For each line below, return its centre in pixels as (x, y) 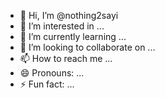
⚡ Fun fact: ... (47, 84)
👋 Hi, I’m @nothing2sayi (69, 15)
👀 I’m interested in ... (62, 26)
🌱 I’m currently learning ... (73, 36)
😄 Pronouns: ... (52, 73)
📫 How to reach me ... (66, 58)
